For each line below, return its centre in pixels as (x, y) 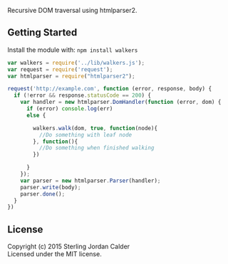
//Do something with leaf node (85, 134)
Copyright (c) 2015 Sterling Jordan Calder (69, 247)
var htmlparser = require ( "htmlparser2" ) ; (71, 76)
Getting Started (42, 32)
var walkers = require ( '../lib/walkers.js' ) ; (76, 63)
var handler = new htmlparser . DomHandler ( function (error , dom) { (121, 102)
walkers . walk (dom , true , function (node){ (95, 128)
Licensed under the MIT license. (55, 254)
